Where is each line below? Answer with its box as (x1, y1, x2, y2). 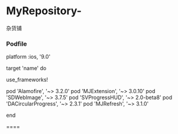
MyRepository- (6, 4, 82, 18)
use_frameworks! (6, 76, 48, 84)
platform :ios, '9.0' (6, 53, 51, 60)
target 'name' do (6, 65, 47, 72)
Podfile (6, 40, 28, 48)
